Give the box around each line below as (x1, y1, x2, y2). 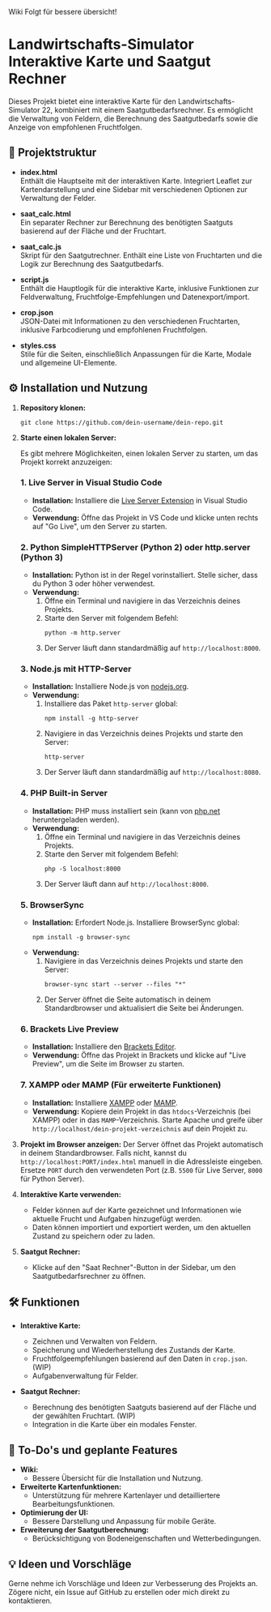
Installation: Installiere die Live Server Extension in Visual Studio (32, 495, 248, 505)
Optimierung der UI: (19, 1507, 89, 1518)
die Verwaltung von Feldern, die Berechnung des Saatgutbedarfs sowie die (8, 113, 259, 123)
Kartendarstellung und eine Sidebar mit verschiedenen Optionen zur (19, 184, 248, 194)
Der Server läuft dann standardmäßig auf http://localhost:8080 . (44, 768, 261, 777)
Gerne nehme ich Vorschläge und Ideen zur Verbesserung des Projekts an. (8, 1579, 258, 1588)
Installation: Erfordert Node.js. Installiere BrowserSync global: (32, 917, 240, 927)
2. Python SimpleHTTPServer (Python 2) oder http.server (19, 541, 251, 553)
